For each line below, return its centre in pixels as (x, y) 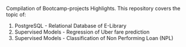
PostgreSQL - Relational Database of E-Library (70, 26)
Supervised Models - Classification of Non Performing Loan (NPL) (94, 38)
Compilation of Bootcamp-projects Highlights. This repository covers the (93, 8)
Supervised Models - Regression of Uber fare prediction (82, 32)
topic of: (16, 15)
